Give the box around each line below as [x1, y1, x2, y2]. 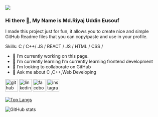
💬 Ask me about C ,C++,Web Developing [12, 69, 97, 75]
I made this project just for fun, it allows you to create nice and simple [5, 28, 149, 35]
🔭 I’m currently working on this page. [12, 53, 89, 59]
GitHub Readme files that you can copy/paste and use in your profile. [5, 34, 148, 40]
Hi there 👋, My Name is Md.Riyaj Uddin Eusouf [5, 17, 119, 24]
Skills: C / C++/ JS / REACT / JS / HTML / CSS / [5, 43, 103, 50]
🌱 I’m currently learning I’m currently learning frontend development [12, 58, 153, 65]
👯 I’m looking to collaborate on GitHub [12, 64, 91, 70]
